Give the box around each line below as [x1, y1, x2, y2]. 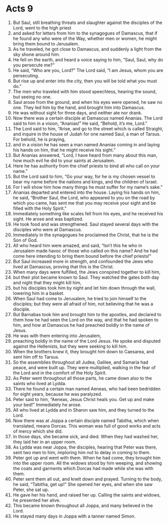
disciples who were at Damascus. [12, 226, 82, 232]
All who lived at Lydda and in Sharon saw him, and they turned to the [12, 407, 154, 413]
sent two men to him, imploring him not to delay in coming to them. [12, 449, 151, 455]
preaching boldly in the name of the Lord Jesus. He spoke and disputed [12, 338, 161, 344]
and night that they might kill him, [12, 279, 82, 285]
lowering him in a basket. [12, 290, 64, 296]
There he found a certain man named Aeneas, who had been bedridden [12, 386, 161, 392]
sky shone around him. [12, 51, 60, 57]
